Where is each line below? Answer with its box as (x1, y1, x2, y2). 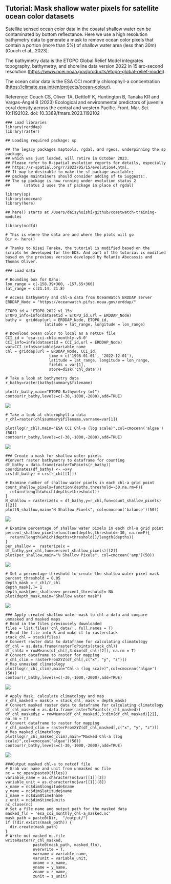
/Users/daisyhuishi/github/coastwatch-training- (51, 210, 157, 215)
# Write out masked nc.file (5, 833, 66, 838)
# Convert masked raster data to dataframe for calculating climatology (5, 702, 164, 708)
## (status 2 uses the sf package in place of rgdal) (5, 183, 134, 188)
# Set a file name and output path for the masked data (5, 806, 127, 812)
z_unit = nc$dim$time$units (5, 797, 66, 802)
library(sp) (5, 192, 31, 197)
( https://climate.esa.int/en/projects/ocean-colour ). (5, 84, 112, 90)
